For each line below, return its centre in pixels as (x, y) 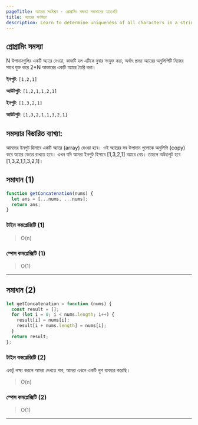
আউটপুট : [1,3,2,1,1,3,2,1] (37, 115)
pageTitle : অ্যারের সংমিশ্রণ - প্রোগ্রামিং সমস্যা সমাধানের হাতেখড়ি (62, 12)
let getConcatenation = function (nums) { (59, 304)
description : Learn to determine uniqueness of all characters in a (92, 22)
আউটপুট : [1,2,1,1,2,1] (32, 91)
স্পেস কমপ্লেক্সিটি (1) (26, 253)
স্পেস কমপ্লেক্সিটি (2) (27, 397)
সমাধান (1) (20, 180)
